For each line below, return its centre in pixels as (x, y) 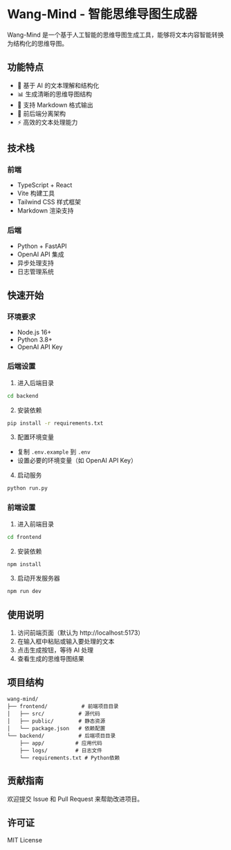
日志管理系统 (35, 272)
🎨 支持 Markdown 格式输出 (55, 105)
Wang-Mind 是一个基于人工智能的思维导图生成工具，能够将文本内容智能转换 (116, 35)
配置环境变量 (35, 437)
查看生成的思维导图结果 (50, 659)
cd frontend (24, 537)
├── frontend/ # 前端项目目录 (63, 706)
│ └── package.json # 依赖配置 (56, 728)
